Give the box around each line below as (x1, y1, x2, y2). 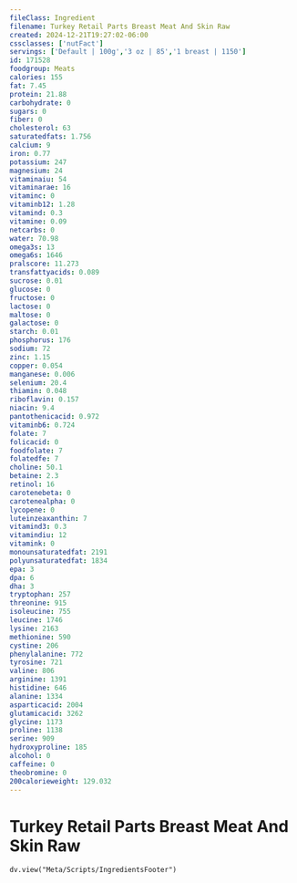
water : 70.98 (9, 234, 59, 243)
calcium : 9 (9, 140, 51, 150)
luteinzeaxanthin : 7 (9, 514, 88, 523)
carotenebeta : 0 (9, 488, 71, 497)
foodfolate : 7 (9, 446, 64, 455)
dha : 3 (9, 581, 35, 591)
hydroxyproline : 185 (9, 743, 88, 753)
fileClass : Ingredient (9, 13, 96, 23)
